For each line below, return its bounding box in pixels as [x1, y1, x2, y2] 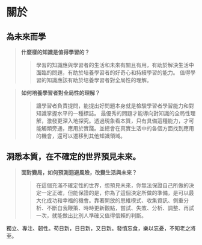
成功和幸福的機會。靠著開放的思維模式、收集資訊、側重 [46, 197, 184, 204]
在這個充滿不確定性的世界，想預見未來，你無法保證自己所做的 [35, 182, 189, 189]
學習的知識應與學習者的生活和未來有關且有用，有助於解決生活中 [35, 62, 194, 68]
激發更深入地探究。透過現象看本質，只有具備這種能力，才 [46, 117, 189, 124]
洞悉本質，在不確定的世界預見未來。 [6, 151, 141, 162]
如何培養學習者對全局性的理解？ [20, 89, 100, 97]
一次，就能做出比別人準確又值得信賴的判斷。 [35, 212, 147, 219]
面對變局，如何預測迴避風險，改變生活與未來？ [20, 168, 137, 176]
